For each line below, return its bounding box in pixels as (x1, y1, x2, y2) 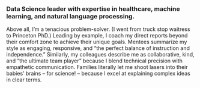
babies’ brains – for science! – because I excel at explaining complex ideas (6, 70, 190, 77)
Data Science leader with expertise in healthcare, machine (6, 5, 180, 13)
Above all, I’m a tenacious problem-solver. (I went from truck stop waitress (6, 26, 190, 33)
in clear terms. (6, 76, 42, 83)
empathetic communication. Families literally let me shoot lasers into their (6, 64, 188, 71)
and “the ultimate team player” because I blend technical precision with (6, 57, 183, 64)
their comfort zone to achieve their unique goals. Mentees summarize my (6, 38, 187, 46)
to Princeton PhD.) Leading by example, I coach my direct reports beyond (6, 32, 188, 39)
